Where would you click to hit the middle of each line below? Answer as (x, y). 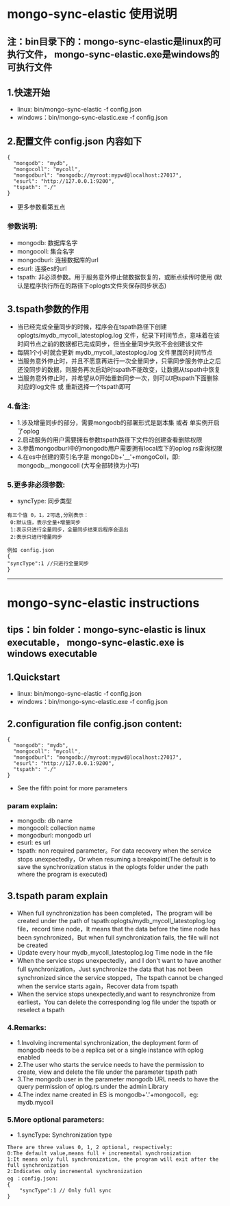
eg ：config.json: (33, 1179)
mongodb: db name (45, 821)
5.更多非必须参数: (36, 485)
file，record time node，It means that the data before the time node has (118, 929)
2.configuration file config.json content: (95, 724)
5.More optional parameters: (56, 1120)
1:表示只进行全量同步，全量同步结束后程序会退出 (69, 529)
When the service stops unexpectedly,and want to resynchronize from (116, 994)
